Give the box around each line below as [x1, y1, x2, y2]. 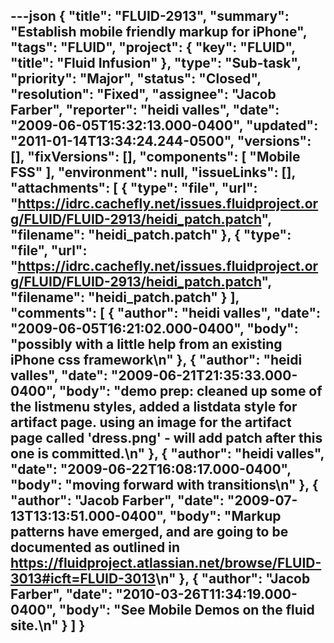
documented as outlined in [10, 539, 181, 556]
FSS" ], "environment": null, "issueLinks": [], [10, 164, 296, 181]
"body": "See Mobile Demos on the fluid [58, 602, 315, 619]
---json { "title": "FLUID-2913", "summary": [10, 8, 290, 25]
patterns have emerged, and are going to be [10, 524, 289, 541]
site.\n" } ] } [10, 617, 86, 634]
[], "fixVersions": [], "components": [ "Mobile [10, 149, 301, 166]
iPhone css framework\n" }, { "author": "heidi [10, 352, 303, 369]
